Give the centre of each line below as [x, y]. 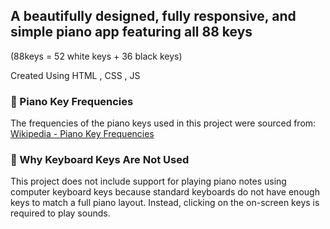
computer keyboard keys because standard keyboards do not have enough [165, 192]
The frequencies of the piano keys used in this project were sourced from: [163, 123]
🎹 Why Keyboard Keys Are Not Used [100, 160]
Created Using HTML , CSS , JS [75, 75]
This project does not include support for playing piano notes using [148, 181]
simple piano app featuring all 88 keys [131, 32]
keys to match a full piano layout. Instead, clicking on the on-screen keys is [165, 203]
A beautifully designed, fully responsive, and [153, 16]
